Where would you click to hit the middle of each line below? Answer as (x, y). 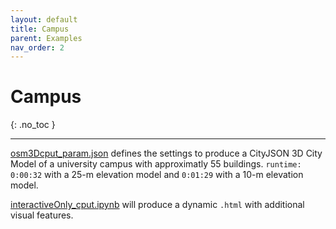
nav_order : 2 (37, 47)
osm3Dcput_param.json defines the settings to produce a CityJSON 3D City (166, 153)
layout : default (44, 19)
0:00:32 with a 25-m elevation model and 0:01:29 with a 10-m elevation (157, 175)
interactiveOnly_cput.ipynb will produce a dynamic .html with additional (157, 205)
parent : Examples (46, 38)
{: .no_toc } (33, 125)
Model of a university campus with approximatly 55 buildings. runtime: (156, 164)
